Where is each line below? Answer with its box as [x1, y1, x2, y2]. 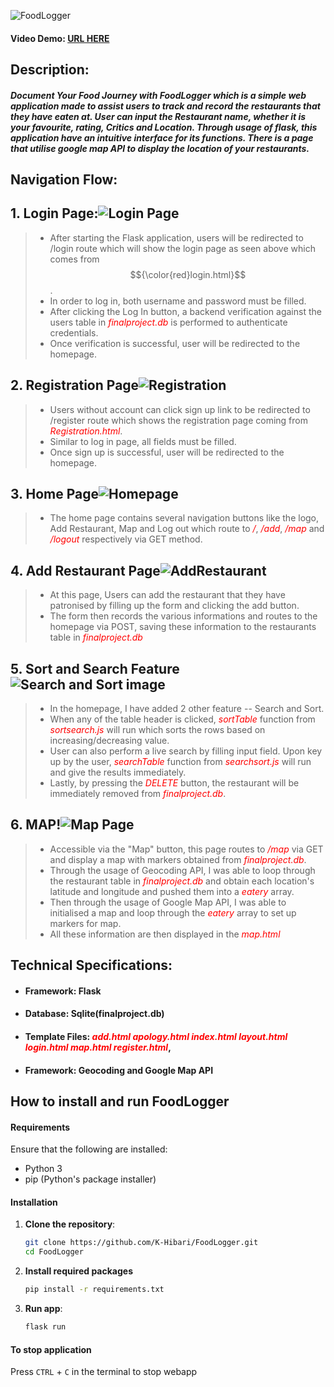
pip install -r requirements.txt [24, 1285, 165, 1295]
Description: [10, 61, 90, 78]
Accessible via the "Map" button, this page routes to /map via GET [49, 843, 324, 855]
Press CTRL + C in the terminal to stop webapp [10, 1366, 198, 1378]
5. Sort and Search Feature [10, 660, 180, 677]
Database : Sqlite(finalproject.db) [24, 1008, 165, 1020]
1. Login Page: [10, 205, 99, 222]
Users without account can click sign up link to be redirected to [49, 403, 311, 415]
